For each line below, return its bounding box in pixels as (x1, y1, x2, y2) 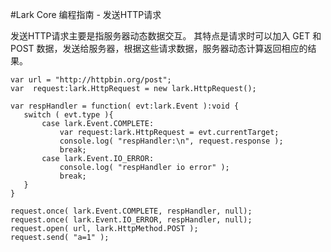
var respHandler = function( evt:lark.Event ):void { (10, 101, 240, 111)
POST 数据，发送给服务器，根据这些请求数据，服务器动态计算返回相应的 (10, 43, 308, 54)
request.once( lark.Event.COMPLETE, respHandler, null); (10, 206, 253, 216)
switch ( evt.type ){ (23, 110, 114, 120)
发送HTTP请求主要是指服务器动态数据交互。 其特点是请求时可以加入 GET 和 (10, 30, 322, 42)
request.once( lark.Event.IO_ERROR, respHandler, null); (10, 215, 253, 225)
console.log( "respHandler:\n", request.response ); (59, 136, 284, 146)
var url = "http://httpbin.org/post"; (10, 75, 172, 85)
